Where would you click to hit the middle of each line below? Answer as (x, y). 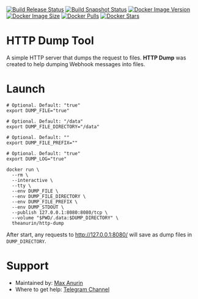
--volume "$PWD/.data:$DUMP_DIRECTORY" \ (65, 218)
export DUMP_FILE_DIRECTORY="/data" (53, 127)
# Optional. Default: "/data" (45, 121)
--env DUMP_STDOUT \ (38, 207)
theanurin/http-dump (38, 223)
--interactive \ (32, 180)
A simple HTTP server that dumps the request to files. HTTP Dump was (96, 58)
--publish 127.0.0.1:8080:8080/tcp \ (60, 212)
